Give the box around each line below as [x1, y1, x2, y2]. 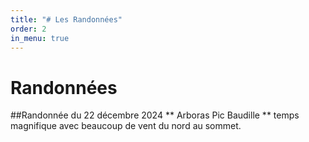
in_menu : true [10, 33, 70, 43]
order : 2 [10, 24, 47, 34]
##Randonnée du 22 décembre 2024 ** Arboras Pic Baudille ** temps [10, 109, 300, 121]
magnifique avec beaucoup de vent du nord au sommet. [10, 120, 242, 132]
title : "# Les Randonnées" [10, 14, 123, 25]
